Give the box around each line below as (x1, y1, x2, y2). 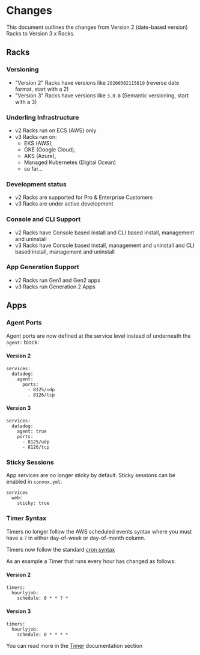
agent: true (17, 428, 47, 434)
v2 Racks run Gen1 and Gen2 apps (14, 276, 101, 284)
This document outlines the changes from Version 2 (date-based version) (6, 23, 188, 31)
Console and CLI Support (6, 215, 81, 224)
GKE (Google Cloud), (23, 145, 76, 153)
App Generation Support (6, 263, 79, 271)
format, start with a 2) (14, 85, 69, 93)
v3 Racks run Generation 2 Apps (14, 283, 96, 290)
